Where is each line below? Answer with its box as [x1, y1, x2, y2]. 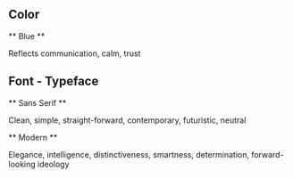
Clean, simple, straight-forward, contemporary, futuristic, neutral [8, 115, 247, 125]
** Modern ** [8, 132, 58, 142]
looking [8, 158, 37, 169]
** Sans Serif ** [8, 97, 67, 108]
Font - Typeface [8, 74, 99, 89]
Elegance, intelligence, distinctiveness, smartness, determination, [8, 149, 249, 159]
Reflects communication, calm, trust [8, 48, 141, 59]
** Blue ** [8, 30, 46, 41]
